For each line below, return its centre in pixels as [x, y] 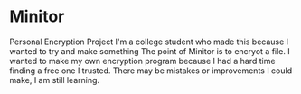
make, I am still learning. [55, 80]
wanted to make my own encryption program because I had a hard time [142, 61]
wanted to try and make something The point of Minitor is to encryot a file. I [150, 51]
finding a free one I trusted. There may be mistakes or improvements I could [150, 70]
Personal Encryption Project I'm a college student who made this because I [149, 42]
